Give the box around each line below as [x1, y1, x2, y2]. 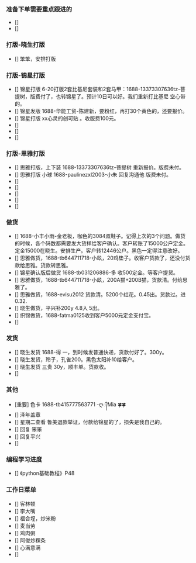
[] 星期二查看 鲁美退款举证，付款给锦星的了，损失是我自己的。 [14, 419, 165, 426]
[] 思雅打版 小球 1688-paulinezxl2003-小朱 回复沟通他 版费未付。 [14, 171, 171, 178]
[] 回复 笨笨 [14, 426, 42, 433]
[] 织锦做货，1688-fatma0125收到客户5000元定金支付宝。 [14, 312, 154, 319]
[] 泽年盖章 [14, 411, 41, 419]
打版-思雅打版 [6, 149, 45, 157]
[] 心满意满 [14, 544, 41, 551]
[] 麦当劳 [14, 522, 36, 529]
